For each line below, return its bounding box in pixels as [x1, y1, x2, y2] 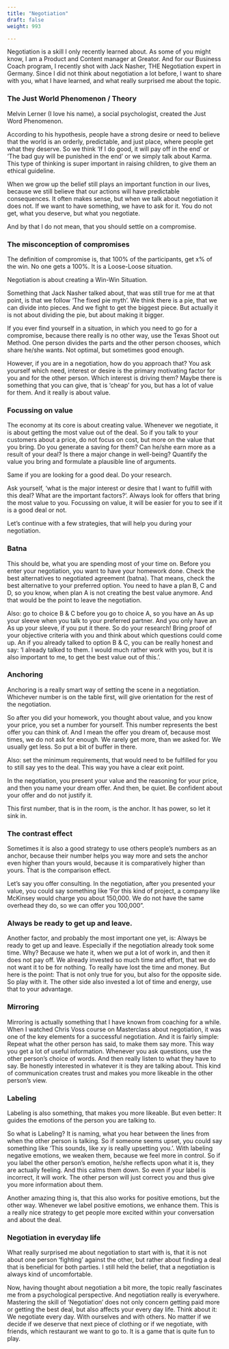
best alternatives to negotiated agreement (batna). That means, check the [7, 574, 215, 582]
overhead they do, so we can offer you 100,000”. [7, 902, 145, 910]
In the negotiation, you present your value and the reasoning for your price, [7, 776, 219, 784]
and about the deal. [7, 1216, 62, 1224]
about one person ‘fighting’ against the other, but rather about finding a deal [7, 1256, 221, 1264]
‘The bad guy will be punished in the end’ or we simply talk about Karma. [7, 152, 212, 160]
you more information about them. [7, 1181, 103, 1189]
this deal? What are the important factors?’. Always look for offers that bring [7, 491, 220, 500]
